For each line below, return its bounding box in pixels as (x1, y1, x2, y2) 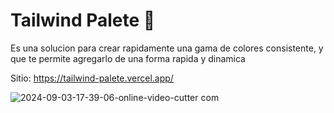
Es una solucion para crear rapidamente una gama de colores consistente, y (10, 42, 324, 54)
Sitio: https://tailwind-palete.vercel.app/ (10, 72, 174, 84)
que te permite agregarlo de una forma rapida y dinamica (10, 52, 246, 64)
